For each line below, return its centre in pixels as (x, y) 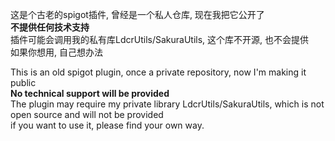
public (23, 82)
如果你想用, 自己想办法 (56, 52)
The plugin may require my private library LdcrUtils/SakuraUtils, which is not (167, 104)
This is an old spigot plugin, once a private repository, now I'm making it (158, 72)
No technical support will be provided (90, 93)
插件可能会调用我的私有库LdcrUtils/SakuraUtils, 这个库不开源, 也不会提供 (160, 39)
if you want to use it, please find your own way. (107, 125)
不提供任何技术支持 (50, 27)
